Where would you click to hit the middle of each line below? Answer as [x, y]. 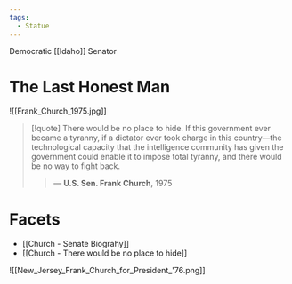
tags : [19, 17]
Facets [35, 219]
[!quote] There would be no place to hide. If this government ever [151, 129]
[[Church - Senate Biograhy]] [76, 244]
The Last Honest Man [90, 87]
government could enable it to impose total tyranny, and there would [156, 157]
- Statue [33, 26]
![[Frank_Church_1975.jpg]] [58, 111]
